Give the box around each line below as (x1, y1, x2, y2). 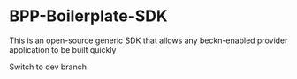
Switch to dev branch (9, 61, 87, 72)
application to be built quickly (9, 44, 117, 54)
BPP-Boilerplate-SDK (9, 6, 168, 26)
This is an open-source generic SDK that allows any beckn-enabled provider (9, 35, 288, 46)
